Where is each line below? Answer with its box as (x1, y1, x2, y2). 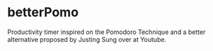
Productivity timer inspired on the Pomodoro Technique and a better (7, 28, 206, 36)
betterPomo (7, 4, 79, 21)
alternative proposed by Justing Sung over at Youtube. (7, 35, 167, 43)
